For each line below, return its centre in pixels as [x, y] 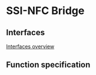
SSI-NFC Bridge [45, 11]
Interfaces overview [30, 46]
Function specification [48, 65]
